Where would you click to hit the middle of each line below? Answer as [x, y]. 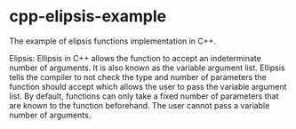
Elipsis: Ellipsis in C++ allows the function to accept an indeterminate [136, 58]
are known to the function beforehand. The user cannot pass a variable [140, 105]
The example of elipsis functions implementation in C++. [112, 41]
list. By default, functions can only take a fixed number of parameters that [144, 96]
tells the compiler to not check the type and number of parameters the [138, 77]
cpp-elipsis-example [88, 16]
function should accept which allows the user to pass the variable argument [148, 86]
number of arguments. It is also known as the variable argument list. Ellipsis [148, 68]
